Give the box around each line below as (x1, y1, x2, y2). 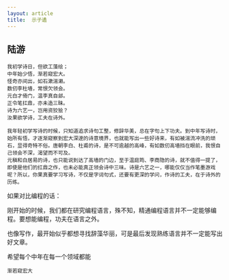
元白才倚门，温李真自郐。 (7, 93, 68, 100)
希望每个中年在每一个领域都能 (7, 253, 91, 261)
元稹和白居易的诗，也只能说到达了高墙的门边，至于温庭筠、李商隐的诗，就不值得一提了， (7, 157, 221, 164)
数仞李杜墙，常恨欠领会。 (7, 85, 68, 93)
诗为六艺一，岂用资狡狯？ (7, 107, 68, 114)
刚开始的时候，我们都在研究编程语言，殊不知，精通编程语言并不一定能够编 (7, 207, 217, 215)
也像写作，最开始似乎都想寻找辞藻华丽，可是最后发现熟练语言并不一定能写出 (7, 229, 223, 237)
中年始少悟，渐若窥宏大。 (7, 71, 68, 78)
